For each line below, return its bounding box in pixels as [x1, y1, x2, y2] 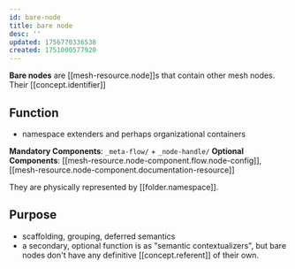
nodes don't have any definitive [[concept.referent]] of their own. [21, 250, 259, 260]
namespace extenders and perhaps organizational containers [21, 128, 246, 139]
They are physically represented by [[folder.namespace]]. [9, 181, 219, 192]
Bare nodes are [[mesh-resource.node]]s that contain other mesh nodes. [9, 70, 276, 81]
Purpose [9, 207, 57, 222]
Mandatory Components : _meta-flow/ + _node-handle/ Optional [9, 145, 245, 156]
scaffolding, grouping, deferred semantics [21, 231, 176, 242]
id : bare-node [9, 12, 62, 22]
